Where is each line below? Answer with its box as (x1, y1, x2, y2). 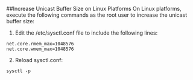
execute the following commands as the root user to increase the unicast (6, 11, 188, 19)
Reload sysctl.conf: (14, 57, 63, 63)
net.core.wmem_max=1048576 (6, 46, 74, 52)
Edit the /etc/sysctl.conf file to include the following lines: (14, 29, 158, 36)
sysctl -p (6, 68, 31, 74)
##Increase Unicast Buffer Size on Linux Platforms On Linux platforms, (6, 5, 182, 12)
